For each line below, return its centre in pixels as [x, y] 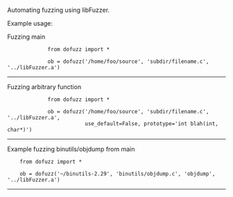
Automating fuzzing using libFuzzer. [58, 10]
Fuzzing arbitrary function [44, 87]
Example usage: [30, 23]
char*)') [20, 130]
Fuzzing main [26, 37]
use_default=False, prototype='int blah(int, [151, 124]
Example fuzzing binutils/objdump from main [71, 149]
